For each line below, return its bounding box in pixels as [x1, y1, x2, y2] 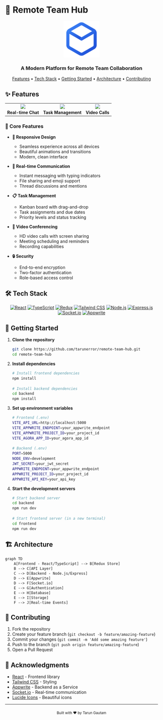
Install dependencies [12, 361, 56, 367]
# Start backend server [12, 495, 61, 500]
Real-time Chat [7, 109, 39, 115]
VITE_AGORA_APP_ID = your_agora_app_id [12, 436, 89, 440]
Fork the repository [12, 626, 51, 632]
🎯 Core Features [5, 123, 44, 130]
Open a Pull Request [12, 647, 53, 653]
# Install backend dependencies [12, 386, 78, 391]
